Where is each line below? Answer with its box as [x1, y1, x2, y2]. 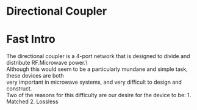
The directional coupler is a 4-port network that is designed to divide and [6, 53, 190, 60]
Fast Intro [6, 32, 56, 46]
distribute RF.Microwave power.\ [6, 59, 88, 67]
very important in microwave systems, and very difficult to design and [6, 78, 182, 86]
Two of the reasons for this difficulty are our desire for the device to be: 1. [6, 92, 192, 99]
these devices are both [6, 72, 64, 79]
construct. [6, 85, 32, 92]
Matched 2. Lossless [6, 98, 59, 105]
